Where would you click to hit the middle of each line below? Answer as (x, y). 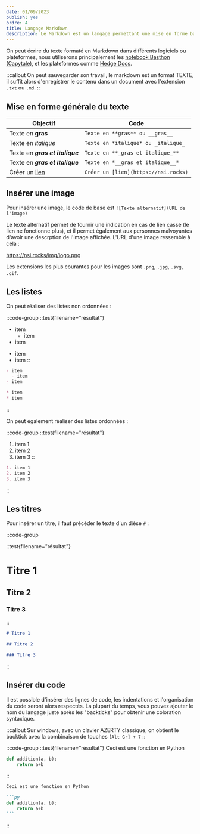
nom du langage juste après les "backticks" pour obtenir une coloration (94, 712)
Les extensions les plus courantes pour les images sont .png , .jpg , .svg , (95, 267)
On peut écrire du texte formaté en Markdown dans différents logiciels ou (96, 51)
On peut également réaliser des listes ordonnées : (67, 421)
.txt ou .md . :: (23, 88)
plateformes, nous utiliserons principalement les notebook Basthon (88, 57)
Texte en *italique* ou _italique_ (135, 143)
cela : (13, 243)
